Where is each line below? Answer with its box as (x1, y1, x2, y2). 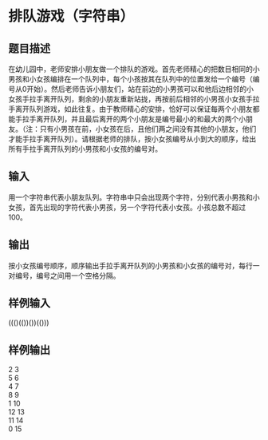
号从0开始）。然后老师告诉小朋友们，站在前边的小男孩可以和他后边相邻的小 (8, 85, 254, 93)
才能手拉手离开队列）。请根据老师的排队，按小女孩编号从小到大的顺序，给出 (8, 134, 257, 144)
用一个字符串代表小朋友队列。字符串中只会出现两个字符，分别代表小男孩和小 (8, 192, 260, 202)
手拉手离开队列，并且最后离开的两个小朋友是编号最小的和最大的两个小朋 (14, 114, 253, 124)
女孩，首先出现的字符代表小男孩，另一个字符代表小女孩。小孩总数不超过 (8, 202, 246, 212)
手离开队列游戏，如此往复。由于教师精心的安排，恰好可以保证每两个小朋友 (8, 105, 253, 113)
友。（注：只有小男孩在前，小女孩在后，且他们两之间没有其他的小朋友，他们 (8, 125, 257, 133)
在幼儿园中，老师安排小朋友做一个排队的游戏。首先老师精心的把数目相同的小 (8, 65, 260, 73)
